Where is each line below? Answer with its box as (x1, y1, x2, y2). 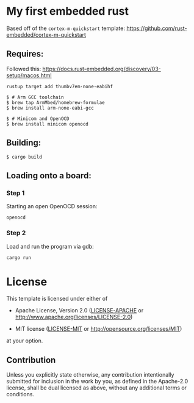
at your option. (6, 337, 43, 344)
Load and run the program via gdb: (6, 243, 94, 250)
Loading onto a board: (6, 170, 92, 181)
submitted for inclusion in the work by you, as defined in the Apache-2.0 (6, 378, 188, 385)
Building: (6, 138, 41, 148)
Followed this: (6, 65, 41, 72)
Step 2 (6, 228, 26, 237)
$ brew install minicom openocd (6, 121, 88, 127)
